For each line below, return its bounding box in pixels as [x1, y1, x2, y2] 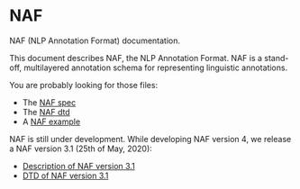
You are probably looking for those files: [9, 79, 159, 90]
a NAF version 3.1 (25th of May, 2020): [9, 143, 153, 154]
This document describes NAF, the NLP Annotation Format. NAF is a [9, 52, 263, 63]
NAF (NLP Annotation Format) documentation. [9, 35, 181, 46]
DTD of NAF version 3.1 [22, 170, 109, 181]
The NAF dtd [22, 106, 70, 117]
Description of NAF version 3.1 [22, 160, 135, 171]
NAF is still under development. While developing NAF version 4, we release [9, 133, 292, 144]
